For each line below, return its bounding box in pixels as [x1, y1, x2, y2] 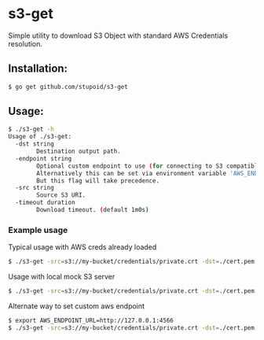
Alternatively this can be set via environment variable [36, 169, 226, 177]
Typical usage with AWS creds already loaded [8, 242, 157, 252]
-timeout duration [15, 198, 76, 207]
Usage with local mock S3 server [8, 272, 115, 282]
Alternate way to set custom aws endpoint [8, 301, 145, 311]
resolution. [8, 39, 43, 48]
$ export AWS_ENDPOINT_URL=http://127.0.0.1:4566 [8, 316, 174, 324]
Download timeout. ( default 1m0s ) [36, 206, 149, 214]
